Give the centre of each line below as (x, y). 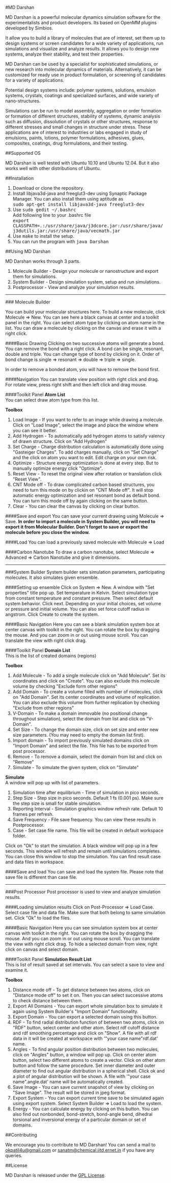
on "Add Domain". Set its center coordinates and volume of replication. (87, 697)
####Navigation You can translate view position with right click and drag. (82, 379)
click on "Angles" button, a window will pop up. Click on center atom (84, 1055)
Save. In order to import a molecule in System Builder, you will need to (80, 522)
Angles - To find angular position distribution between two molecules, (86, 1049)
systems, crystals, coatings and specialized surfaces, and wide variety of (82, 95)
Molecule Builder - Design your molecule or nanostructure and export (85, 271)
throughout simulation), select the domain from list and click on (79, 719)
